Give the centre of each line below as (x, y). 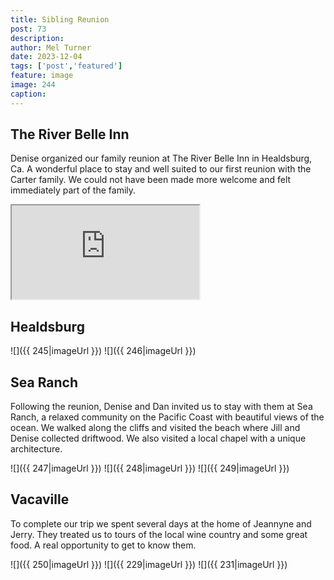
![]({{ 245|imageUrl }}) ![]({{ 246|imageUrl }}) (103, 351)
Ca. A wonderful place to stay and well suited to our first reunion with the (161, 169)
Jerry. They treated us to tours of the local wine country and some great (159, 534)
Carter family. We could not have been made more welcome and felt (151, 180)
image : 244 (33, 85)
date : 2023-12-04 (46, 57)
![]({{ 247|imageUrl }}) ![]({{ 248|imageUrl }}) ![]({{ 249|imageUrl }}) (150, 468)
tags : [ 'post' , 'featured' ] (66, 66)
